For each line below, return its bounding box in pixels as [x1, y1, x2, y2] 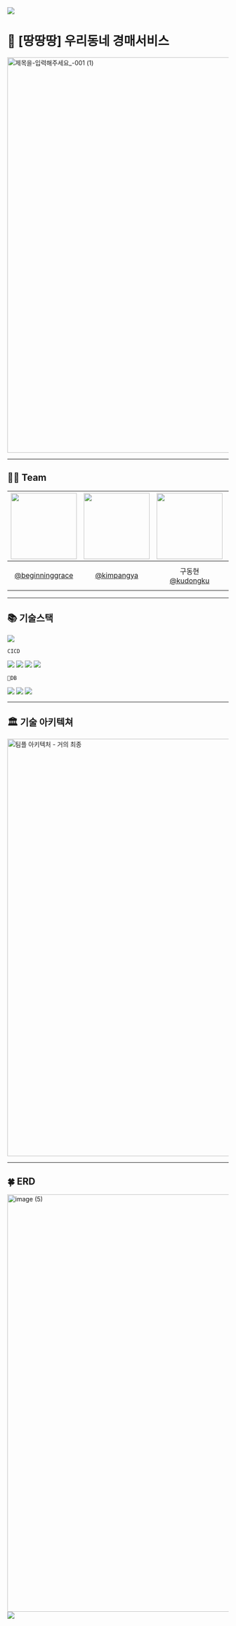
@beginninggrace [14, 570, 74, 580]
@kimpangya [94, 570, 139, 580]
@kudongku [169, 576, 210, 586]
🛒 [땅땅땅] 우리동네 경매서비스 [7, 33, 170, 49]
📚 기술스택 [7, 612, 54, 624]
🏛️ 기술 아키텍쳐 [7, 716, 74, 728]
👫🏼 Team [7, 472, 47, 484]
